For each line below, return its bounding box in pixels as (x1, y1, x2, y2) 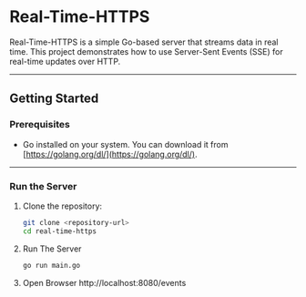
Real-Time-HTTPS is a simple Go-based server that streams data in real (9, 36, 280, 47)
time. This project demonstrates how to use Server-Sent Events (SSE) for (9, 46, 284, 56)
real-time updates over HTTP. (9, 56, 121, 67)
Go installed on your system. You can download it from (22, 138, 229, 149)
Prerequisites (9, 118, 70, 131)
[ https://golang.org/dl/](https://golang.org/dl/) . (22, 148, 198, 159)
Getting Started (9, 91, 99, 107)
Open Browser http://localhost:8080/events (22, 277, 187, 288)
